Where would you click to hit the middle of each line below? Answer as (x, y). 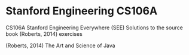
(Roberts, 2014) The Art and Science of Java (60, 45)
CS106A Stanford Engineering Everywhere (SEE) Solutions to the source (94, 27)
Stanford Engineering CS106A (82, 11)
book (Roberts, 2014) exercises (44, 33)
